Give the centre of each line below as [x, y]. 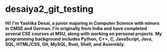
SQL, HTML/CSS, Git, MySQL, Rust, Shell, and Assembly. [65, 44]
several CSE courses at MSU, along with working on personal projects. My [84, 34]
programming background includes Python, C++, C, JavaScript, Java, [79, 39]
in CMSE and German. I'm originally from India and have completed [76, 28]
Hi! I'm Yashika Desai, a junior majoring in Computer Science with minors [82, 23]
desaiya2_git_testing [49, 9]
